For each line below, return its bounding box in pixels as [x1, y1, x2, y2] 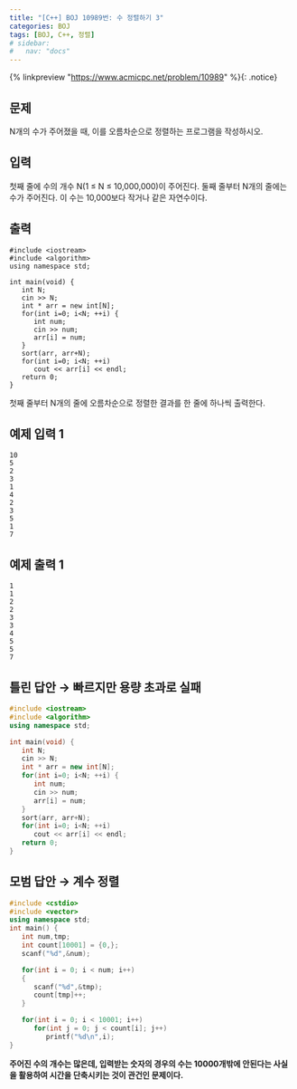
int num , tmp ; [21, 932, 70, 941]
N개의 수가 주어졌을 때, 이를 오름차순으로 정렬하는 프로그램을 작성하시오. [9, 126, 264, 137]
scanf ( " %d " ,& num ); [21, 949, 91, 958]
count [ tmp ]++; [32, 990, 88, 1000]
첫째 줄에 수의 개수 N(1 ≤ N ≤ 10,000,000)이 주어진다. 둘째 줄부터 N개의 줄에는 [9, 180, 287, 191]
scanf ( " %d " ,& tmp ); [32, 982, 103, 991]
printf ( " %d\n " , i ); [45, 1032, 116, 1041]
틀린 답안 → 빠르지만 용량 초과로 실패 [9, 680, 201, 695]
